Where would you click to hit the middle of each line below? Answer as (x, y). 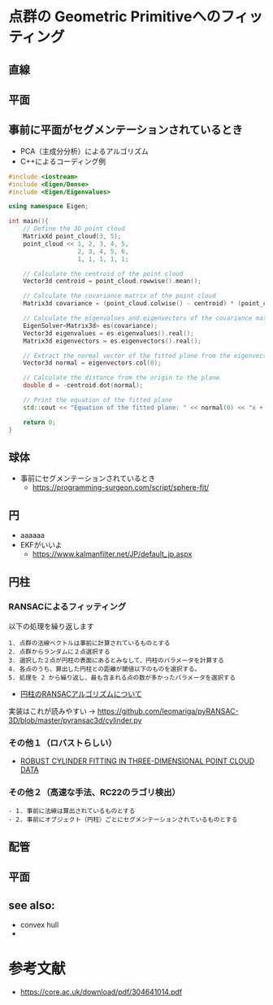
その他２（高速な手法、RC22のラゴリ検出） (94, 793)
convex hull (39, 925)
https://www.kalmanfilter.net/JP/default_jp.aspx (112, 554)
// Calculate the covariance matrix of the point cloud (120, 296)
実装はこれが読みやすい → (52, 711)
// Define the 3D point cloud (74, 229)
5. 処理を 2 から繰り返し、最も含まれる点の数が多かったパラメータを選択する (122, 677)
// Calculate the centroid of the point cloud (103, 273)
